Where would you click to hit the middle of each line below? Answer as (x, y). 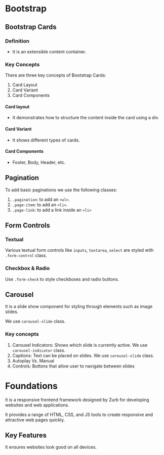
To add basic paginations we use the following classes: (61, 190)
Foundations (31, 386)
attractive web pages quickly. (35, 420)
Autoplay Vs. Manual (33, 361)
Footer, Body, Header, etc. (39, 162)
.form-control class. (26, 256)
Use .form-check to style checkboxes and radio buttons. (62, 279)
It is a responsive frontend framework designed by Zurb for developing (77, 400)
